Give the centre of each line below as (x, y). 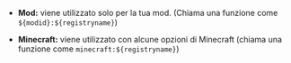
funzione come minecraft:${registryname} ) (98, 49)
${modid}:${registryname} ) (68, 22)
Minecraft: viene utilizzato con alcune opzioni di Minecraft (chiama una (150, 39)
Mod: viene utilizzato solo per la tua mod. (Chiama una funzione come (148, 13)
